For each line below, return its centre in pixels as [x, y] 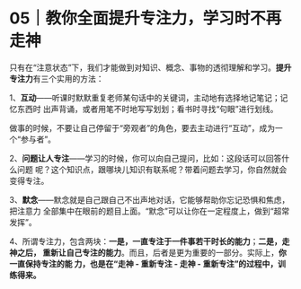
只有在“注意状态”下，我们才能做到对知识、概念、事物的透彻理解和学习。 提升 [150, 67]
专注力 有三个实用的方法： [57, 78]
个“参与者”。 [33, 139]
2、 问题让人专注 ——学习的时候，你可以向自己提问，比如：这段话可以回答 [146, 158]
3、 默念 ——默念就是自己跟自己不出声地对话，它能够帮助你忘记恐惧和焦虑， [150, 199]
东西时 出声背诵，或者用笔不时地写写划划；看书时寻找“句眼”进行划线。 [147, 109]
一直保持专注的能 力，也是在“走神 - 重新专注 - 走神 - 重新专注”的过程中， [144, 263]
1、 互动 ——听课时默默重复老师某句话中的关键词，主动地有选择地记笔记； [145, 97]
